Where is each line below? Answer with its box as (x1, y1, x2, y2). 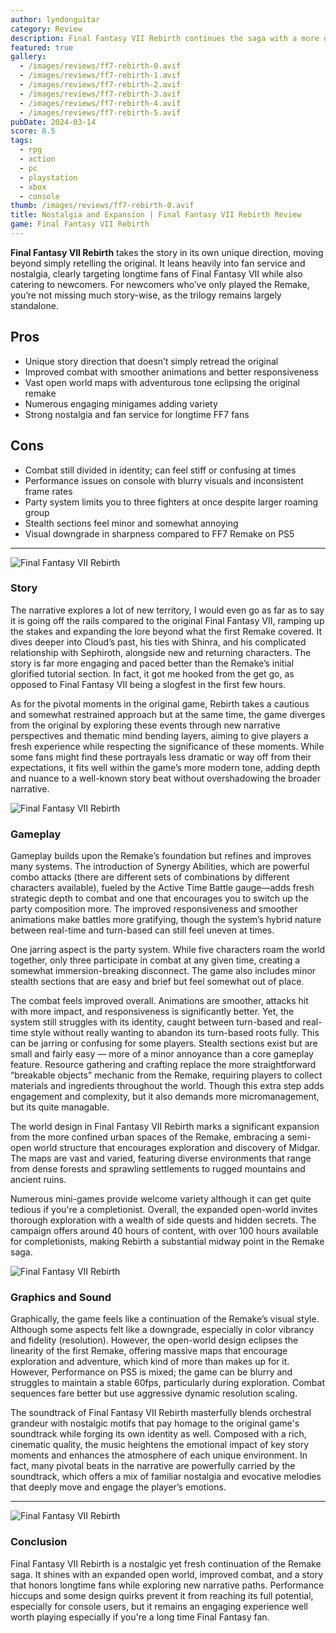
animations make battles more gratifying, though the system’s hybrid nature (10, 914, 322, 926)
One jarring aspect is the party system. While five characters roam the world (10, 944, 326, 956)
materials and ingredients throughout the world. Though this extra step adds (10, 1080, 325, 1092)
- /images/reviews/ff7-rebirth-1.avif (19, 71, 182, 81)
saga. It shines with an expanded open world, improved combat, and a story (10, 1568, 324, 1580)
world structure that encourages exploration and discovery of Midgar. (33, 1142, 321, 1154)
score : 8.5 (10, 126, 56, 136)
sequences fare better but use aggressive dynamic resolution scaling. (10, 1387, 298, 1400)
